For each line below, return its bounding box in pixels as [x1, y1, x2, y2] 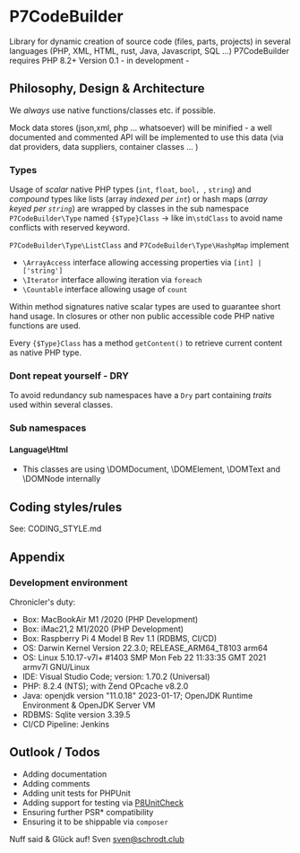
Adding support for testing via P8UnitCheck [21, 796, 184, 808]
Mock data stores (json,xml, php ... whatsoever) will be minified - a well [9, 122, 272, 133]
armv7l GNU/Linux [21, 661, 90, 672]
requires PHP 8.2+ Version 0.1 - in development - [9, 55, 190, 65]
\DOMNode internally [21, 474, 101, 484]
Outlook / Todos [9, 744, 100, 760]
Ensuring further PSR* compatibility [21, 806, 154, 817]
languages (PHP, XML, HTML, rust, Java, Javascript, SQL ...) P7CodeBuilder [9, 45, 289, 56]
